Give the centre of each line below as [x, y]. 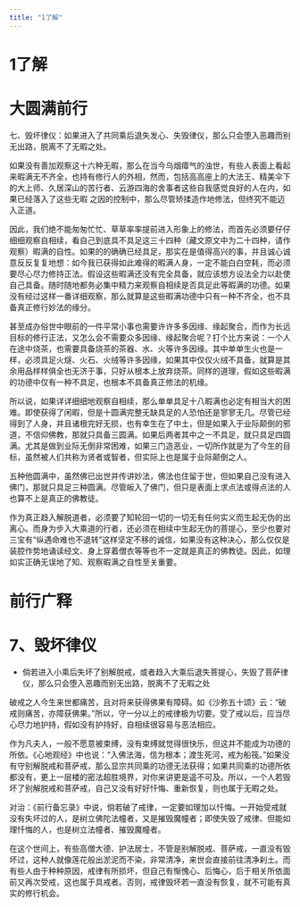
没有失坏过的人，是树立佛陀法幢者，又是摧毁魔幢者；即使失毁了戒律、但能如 [150, 818]
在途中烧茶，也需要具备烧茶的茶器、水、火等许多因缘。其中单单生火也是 [142, 349]
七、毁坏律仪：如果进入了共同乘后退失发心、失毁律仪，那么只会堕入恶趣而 [146, 135]
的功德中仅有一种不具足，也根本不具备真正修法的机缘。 [111, 382]
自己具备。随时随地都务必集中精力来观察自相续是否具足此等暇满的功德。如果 [150, 285]
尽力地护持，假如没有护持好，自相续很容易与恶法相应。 [118, 724]
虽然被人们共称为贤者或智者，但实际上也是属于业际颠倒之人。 [138, 457]
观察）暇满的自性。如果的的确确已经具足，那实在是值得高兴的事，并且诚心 [146, 251]
